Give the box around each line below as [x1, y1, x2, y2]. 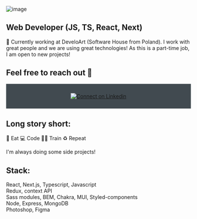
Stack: [6, 165, 30, 175]
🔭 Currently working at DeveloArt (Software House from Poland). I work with [6, 38, 190, 45]
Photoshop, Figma [6, 206, 50, 213]
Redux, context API [6, 187, 53, 194]
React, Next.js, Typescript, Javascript [6, 181, 97, 188]
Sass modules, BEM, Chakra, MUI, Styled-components [6, 194, 138, 201]
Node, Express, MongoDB [6, 200, 69, 207]
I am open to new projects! [6, 51, 70, 58]
